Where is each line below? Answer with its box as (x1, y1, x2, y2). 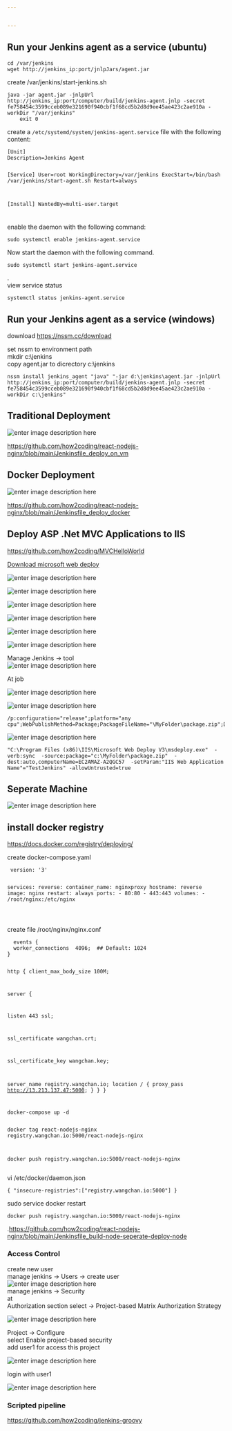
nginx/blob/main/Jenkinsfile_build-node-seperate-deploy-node (7, 1232, 188, 1240)
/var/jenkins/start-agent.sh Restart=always (7, 178, 137, 185)
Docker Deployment (7, 469, 95, 481)
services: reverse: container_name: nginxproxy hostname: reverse (7, 884, 202, 891)
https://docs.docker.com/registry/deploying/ (7, 840, 133, 848)
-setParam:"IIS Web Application (130, 758, 224, 765)
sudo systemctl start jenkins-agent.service (7, 262, 137, 269)
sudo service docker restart (7, 1199, 86, 1207)
